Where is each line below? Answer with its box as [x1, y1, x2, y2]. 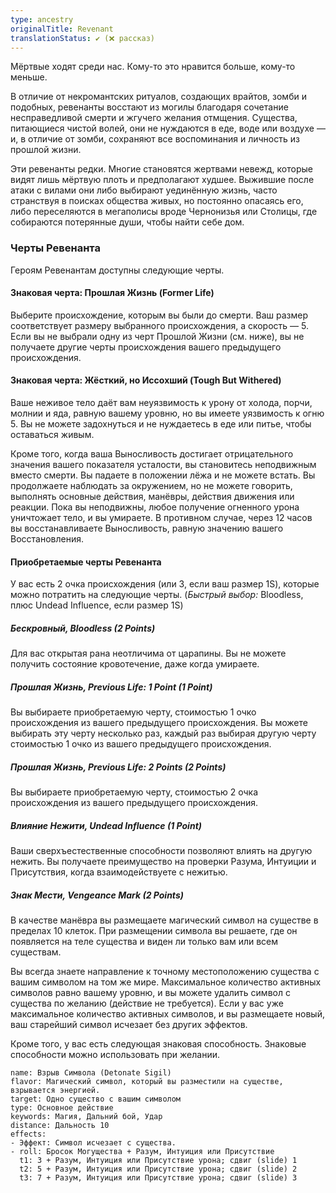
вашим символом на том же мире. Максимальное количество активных [10, 976, 322, 988]
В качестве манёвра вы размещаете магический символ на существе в [10, 914, 319, 926]
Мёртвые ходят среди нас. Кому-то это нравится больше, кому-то [10, 61, 296, 73]
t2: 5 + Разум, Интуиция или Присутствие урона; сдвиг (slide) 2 [19, 1164, 298, 1175]
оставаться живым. [10, 429, 95, 441]
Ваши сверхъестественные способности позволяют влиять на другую [10, 845, 313, 857]
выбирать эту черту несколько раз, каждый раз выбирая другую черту [10, 727, 317, 740]
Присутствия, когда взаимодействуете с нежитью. [10, 866, 228, 878]
